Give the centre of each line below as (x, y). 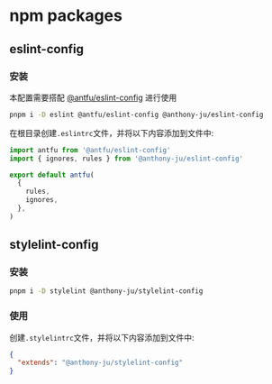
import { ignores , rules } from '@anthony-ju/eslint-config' (127, 159)
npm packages (66, 16)
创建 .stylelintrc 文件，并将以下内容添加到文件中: (102, 337)
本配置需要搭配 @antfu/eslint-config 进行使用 (93, 97)
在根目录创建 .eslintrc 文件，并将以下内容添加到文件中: (112, 133)
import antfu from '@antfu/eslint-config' (90, 150)
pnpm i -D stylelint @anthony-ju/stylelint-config (106, 291)
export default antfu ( (52, 175)
